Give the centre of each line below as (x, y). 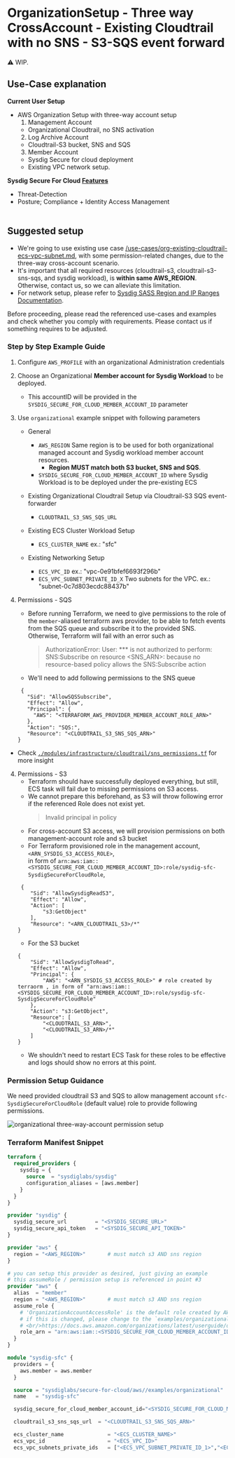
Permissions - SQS (44, 600)
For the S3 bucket (54, 943)
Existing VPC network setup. (69, 167)
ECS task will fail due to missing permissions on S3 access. (113, 789)
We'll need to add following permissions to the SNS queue (112, 678)
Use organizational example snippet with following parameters (109, 417)
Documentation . (41, 300)
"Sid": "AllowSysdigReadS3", (73, 893)
